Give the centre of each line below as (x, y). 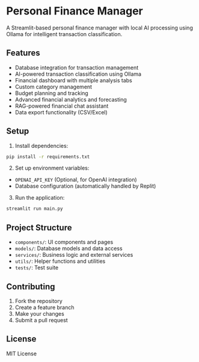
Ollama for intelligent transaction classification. (64, 34)
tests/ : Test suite (37, 268)
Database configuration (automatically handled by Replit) (85, 186)
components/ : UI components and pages (64, 242)
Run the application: (40, 198)
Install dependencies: (41, 146)
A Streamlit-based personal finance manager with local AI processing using (100, 28)
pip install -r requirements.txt (48, 157)
